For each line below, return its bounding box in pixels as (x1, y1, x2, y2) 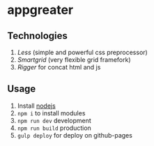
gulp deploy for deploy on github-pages (17, 131, 132, 139)
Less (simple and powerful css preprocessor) (17, 48, 148, 56)
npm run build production (17, 124, 92, 132)
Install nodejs (17, 102, 56, 110)
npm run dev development (17, 116, 92, 124)
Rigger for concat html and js (17, 63, 101, 71)
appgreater (7, 2, 74, 18)
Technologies (7, 30, 68, 42)
